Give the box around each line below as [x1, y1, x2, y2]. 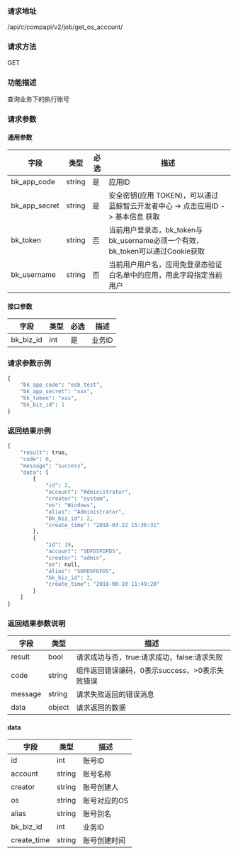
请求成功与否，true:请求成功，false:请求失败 [76, 652, 223, 662]
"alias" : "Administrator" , [45, 508, 125, 515]
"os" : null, [45, 561, 81, 568]
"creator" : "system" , [45, 495, 110, 502]
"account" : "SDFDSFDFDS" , [45, 548, 122, 555]
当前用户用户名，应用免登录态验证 [108, 260, 222, 270]
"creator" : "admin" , [45, 554, 106, 561]
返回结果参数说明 [7, 618, 66, 628]
